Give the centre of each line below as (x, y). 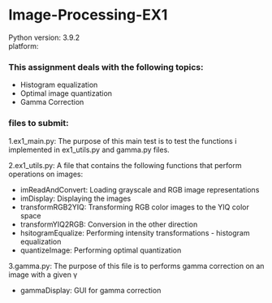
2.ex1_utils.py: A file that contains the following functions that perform (125, 165)
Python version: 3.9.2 (44, 37)
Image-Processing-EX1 (88, 15)
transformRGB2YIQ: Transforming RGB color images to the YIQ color (134, 207)
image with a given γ (43, 275)
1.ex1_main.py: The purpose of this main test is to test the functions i (123, 141)
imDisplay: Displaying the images (76, 198)
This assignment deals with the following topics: (106, 67)
